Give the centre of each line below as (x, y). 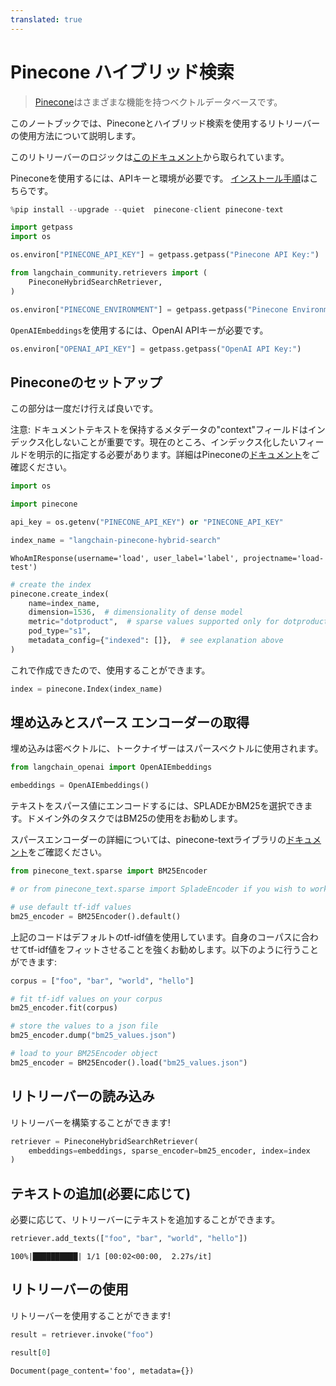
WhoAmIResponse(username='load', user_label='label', (125, 558)
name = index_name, (64, 603)
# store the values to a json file (84, 1026)
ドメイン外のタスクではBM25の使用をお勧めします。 (134, 818)
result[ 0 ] (31, 1352)
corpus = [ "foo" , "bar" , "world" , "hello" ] (102, 981)
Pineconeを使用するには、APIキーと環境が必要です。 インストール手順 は (160, 178)
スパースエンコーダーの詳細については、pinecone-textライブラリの (148, 840)
